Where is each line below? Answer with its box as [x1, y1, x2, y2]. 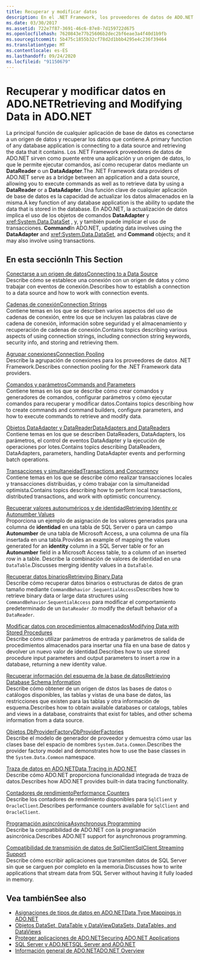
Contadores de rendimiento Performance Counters [6, 789, 130, 797]
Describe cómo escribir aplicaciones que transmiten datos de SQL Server [6, 857, 187, 864]
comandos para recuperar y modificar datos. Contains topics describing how [6, 400, 194, 408]
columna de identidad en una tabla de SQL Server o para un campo [6, 523, 173, 531]
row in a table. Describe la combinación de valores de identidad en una [6, 555, 181, 563]
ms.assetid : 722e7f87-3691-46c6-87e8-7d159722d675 [6, 25, 135, 32]
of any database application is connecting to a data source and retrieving [6, 142, 186, 149]
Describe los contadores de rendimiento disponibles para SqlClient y [6, 796, 177, 803]
